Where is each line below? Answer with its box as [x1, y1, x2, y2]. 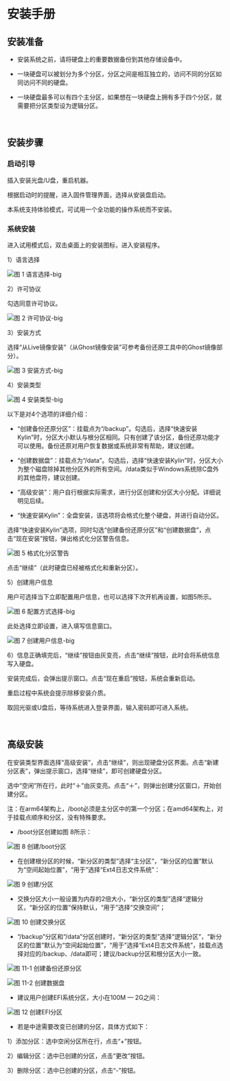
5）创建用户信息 [7, 578, 54, 586]
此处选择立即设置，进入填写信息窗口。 [7, 622, 115, 630]
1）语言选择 [7, 255, 40, 264]
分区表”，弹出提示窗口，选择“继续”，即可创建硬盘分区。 [7, 767, 166, 775]
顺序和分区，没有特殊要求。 [30, 813, 110, 821]
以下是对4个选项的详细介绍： [7, 410, 90, 418]
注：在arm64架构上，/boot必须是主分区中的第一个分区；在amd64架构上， [7, 804, 218, 813]
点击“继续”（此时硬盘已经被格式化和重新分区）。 [7, 563, 142, 572]
